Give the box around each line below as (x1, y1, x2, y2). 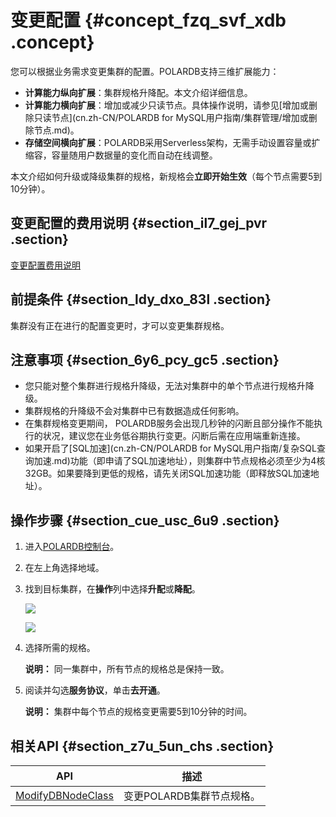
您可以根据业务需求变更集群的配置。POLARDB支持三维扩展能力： (10, 65, 280, 77)
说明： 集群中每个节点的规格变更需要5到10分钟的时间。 (24, 706, 253, 718)
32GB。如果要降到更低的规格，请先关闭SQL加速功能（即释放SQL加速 (24, 467, 311, 480)
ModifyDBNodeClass (15, 789, 114, 802)
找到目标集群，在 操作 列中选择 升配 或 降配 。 (24, 583, 201, 595)
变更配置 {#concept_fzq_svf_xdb (10, 9, 287, 32)
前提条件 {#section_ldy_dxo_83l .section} (10, 291, 272, 308)
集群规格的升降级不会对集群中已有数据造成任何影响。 (24, 405, 245, 417)
